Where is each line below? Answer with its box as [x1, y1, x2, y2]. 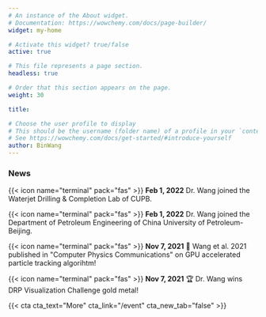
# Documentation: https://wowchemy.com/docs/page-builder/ [8, 19, 207, 27]
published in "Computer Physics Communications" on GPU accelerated [8, 250, 241, 259]
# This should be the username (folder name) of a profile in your [8, 127, 236, 135]
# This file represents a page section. [8, 62, 144, 70]
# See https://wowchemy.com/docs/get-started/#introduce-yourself [8, 134, 232, 142]
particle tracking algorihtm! [8, 259, 97, 268]
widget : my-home [8, 26, 62, 34]
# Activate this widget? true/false [8, 40, 129, 48]
